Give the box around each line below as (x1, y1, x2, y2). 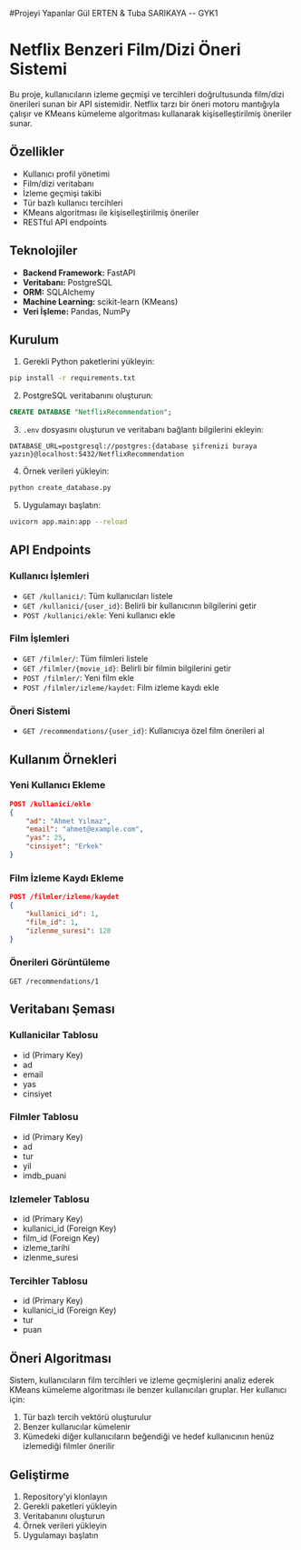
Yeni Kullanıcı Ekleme (9, 779, 106, 792)
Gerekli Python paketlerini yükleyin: (22, 356, 155, 367)
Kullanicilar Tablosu (9, 1029, 99, 1042)
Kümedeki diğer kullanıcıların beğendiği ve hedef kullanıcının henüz (22, 1431, 275, 1442)
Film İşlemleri (9, 632, 70, 645)
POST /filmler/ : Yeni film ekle (22, 672, 134, 683)
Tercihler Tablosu (9, 1275, 88, 1287)
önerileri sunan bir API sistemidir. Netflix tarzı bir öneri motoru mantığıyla (9, 98, 280, 109)
